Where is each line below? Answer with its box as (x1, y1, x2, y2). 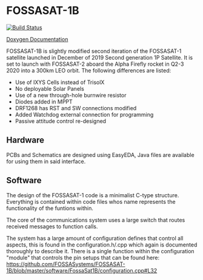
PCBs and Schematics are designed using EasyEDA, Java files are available (6, 151, 195, 158)
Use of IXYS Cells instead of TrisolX (15, 79, 105, 86)
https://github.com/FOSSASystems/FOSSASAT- (6, 260, 125, 268)
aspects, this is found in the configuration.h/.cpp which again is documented (6, 241, 198, 248)
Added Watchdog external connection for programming (15, 111, 154, 118)
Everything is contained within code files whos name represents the (6, 198, 176, 205)
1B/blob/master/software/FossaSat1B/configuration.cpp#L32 (6, 267, 158, 274)
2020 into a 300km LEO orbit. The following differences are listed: (6, 66, 171, 74)
